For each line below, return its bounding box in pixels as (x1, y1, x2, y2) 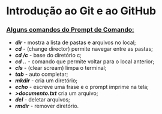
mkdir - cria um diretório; (14, 77, 78, 84)
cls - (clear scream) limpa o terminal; (14, 64, 107, 72)
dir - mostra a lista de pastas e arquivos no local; (14, 39, 136, 46)
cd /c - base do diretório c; (14, 52, 82, 59)
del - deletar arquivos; (14, 96, 70, 103)
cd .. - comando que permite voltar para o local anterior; (14, 58, 155, 65)
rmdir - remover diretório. (14, 103, 79, 110)
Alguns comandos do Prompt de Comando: (6, 26, 134, 34)
